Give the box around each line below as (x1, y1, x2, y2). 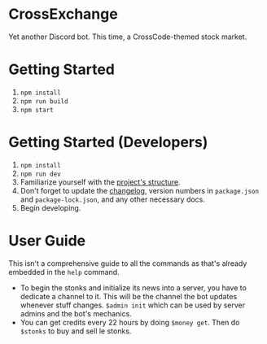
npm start (20, 106, 55, 114)
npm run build (20, 97, 68, 106)
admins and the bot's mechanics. (20, 308, 132, 318)
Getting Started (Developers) (8, 133, 208, 151)
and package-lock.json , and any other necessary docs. (20, 194, 206, 204)
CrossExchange (8, 5, 118, 24)
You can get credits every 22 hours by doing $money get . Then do (20, 317, 240, 327)
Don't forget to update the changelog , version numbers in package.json (20, 185, 259, 195)
